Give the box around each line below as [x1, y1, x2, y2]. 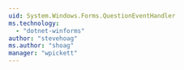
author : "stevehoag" [8, 34, 79, 43]
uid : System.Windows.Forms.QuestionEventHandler [8, 11, 176, 20]
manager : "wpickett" [8, 49, 79, 57]
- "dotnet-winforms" [15, 27, 85, 35]
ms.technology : [8, 19, 60, 27]
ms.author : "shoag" [8, 42, 75, 50]
